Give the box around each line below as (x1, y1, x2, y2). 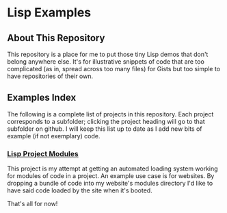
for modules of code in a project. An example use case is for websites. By (7, 172, 215, 180)
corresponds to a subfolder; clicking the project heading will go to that (7, 117, 205, 125)
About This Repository (7, 32, 105, 44)
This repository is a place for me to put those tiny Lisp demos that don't (7, 50, 209, 58)
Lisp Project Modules (7, 149, 79, 158)
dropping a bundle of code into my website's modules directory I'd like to (7, 179, 213, 188)
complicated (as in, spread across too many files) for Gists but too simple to (7, 65, 221, 73)
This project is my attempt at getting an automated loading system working (7, 164, 218, 173)
